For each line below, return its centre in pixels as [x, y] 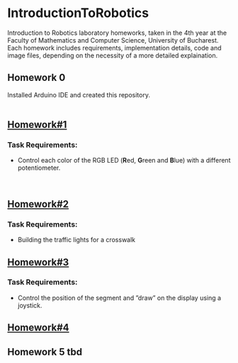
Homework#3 [38, 262]
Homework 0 [36, 78]
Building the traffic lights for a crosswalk [76, 240]
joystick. [30, 305]
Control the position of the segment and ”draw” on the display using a [119, 298]
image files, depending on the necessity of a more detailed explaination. [113, 55]
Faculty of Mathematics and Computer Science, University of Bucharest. [113, 40]
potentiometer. [39, 168]
